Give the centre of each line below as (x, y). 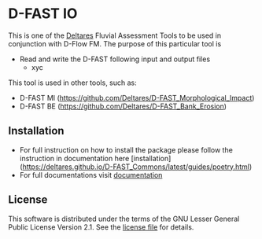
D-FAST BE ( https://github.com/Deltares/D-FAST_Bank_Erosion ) (123, 106)
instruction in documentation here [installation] (95, 158)
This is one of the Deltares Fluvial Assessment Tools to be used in (115, 35)
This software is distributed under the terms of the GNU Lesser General (124, 219)
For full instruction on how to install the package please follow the (126, 149)
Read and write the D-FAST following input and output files (115, 59)
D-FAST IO (43, 14)
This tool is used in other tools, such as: (73, 83)
